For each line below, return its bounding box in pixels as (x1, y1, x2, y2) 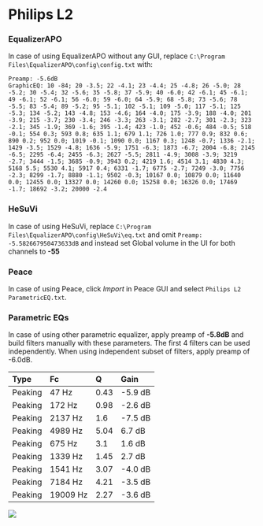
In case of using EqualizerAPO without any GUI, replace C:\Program (8, 51, 226, 61)
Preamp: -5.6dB (8, 75, 58, 83)
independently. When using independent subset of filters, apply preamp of (8, 346, 250, 356)
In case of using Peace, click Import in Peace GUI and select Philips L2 (8, 284, 242, 294)
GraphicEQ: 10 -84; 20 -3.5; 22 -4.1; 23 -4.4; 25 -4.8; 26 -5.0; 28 (8, 82, 242, 90)
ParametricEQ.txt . (8, 293, 67, 302)
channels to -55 (8, 246, 61, 256)
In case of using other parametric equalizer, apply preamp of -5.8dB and (8, 330, 244, 339)
